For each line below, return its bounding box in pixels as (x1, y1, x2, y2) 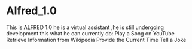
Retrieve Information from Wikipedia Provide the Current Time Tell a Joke (6, 36, 187, 43)
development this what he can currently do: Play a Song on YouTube (6, 30, 175, 37)
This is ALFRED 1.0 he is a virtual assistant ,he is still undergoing (6, 24, 164, 31)
